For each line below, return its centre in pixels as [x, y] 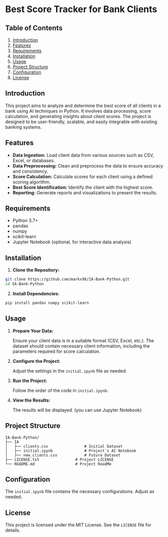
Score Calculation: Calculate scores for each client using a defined [82, 176]
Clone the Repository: [36, 270]
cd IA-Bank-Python [24, 284]
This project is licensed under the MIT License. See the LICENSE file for [78, 525]
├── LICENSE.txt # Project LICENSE [60, 460]
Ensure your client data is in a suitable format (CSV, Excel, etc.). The [83, 340]
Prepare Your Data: [33, 331]
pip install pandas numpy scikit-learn [47, 303]
